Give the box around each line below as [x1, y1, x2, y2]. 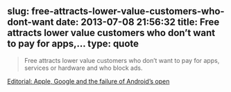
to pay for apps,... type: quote [7, 38, 139, 50]
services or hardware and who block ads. [24, 64, 143, 72]
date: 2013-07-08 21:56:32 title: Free [55, 17, 220, 28]
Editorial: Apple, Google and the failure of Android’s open [7, 77, 170, 85]
